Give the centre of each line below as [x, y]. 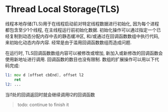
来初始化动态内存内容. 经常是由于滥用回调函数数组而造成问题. [68, 42]
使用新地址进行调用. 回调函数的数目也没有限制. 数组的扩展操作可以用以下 [80, 59]
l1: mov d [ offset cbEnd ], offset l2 [44, 75]
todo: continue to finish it [43, 104]
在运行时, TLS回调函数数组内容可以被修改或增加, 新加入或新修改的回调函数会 [84, 53]
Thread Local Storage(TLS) [62, 9]
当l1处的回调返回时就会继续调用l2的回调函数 [50, 94]
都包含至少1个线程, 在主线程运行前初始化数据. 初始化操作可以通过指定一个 [81, 30]
